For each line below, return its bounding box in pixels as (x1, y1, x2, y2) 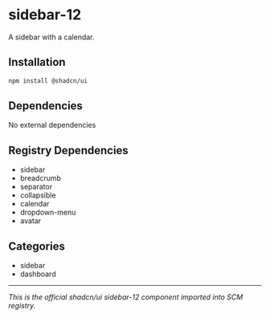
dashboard (19, 269, 56, 279)
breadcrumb (19, 173, 62, 183)
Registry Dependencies (8, 143, 129, 157)
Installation (8, 55, 66, 69)
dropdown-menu (19, 207, 76, 218)
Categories (8, 239, 66, 253)
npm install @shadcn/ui (8, 76, 88, 85)
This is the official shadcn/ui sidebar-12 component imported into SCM (8, 292, 243, 302)
